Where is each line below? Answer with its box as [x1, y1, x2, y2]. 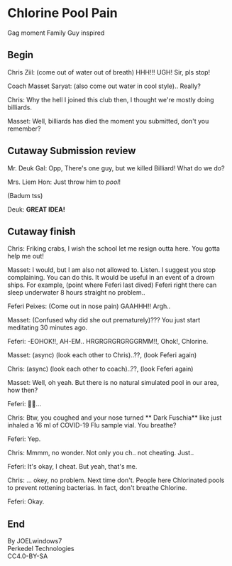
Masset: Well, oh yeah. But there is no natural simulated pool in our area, [7, 379, 219, 387]
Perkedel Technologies [7, 545, 74, 553]
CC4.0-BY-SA [7, 552, 48, 560]
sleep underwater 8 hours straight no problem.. [7, 288, 145, 297]
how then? [7, 386, 38, 395]
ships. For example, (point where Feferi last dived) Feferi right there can [7, 281, 217, 289]
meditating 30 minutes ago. [7, 323, 88, 332]
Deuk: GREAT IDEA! [7, 205, 66, 214]
